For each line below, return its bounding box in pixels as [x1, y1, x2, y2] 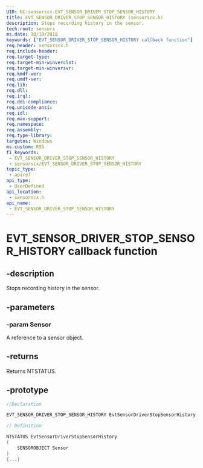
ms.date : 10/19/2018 [6, 31, 59, 37]
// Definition [6, 423, 42, 429]
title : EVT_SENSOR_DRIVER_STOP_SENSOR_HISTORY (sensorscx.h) [6, 15, 164, 21]
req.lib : [6, 82, 28, 88]
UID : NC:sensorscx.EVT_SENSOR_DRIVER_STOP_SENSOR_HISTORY [6, 8, 155, 15]
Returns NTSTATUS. [6, 367, 57, 375]
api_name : [6, 200, 31, 206]
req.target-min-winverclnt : [6, 59, 77, 65]
